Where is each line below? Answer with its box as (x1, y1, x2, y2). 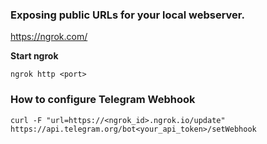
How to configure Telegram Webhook (10, 93, 196, 107)
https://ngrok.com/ (10, 31, 88, 43)
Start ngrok (10, 50, 59, 62)
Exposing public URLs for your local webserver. (10, 8, 245, 22)
